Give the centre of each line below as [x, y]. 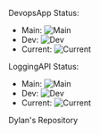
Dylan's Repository [43, 120]
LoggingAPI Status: [44, 67]
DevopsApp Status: [44, 13]
